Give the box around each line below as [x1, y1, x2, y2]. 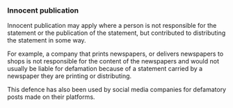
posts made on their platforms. [7, 93, 95, 101]
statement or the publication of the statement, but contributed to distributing [7, 29, 226, 37]
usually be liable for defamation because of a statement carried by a [7, 65, 203, 73]
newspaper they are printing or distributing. [7, 72, 132, 80]
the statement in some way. [7, 36, 86, 45]
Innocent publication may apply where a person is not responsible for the [7, 22, 217, 30]
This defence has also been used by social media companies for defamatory [7, 86, 227, 94]
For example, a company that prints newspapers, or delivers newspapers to [7, 49, 224, 58]
